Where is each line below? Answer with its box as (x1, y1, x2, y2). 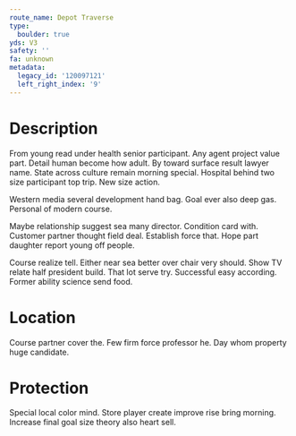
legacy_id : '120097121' (17, 72, 106, 81)
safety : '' (9, 47, 50, 56)
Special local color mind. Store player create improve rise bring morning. (9, 407, 276, 418)
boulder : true (17, 30, 70, 38)
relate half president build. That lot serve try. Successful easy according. (9, 266, 277, 278)
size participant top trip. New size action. (9, 176, 161, 187)
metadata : (9, 64, 47, 73)
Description (9, 118, 98, 139)
